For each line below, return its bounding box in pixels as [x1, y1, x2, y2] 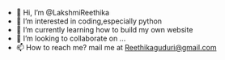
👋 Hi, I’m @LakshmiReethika [15, 8, 110, 17]
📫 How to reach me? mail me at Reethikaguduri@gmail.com [15, 43, 217, 52]
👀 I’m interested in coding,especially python [15, 16, 163, 26]
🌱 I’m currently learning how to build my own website [15, 25, 193, 34]
